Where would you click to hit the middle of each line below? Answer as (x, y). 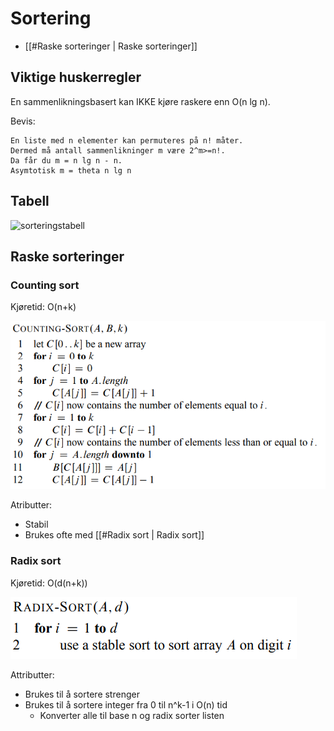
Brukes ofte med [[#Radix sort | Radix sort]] (114, 535)
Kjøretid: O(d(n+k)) (49, 583)
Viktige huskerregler (76, 77)
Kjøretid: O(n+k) (43, 307)
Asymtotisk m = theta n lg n (71, 170)
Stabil (36, 524)
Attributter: (32, 674)
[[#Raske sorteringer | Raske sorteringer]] (111, 46)
